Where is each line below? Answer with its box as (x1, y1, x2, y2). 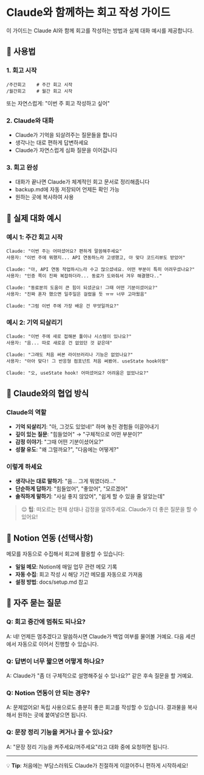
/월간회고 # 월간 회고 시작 (6, 88, 73, 94)
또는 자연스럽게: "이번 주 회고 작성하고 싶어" (6, 99, 110, 107)
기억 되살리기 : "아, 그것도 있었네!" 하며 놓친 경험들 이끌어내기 (15, 423, 159, 430)
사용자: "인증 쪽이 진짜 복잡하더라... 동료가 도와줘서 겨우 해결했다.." (6, 272, 162, 279)
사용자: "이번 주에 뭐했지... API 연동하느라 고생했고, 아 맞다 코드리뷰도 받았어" (6, 254, 186, 261)
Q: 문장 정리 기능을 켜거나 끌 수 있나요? (6, 728, 114, 737)
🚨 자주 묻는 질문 (6, 598, 62, 608)
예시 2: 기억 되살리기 (6, 318, 63, 327)
